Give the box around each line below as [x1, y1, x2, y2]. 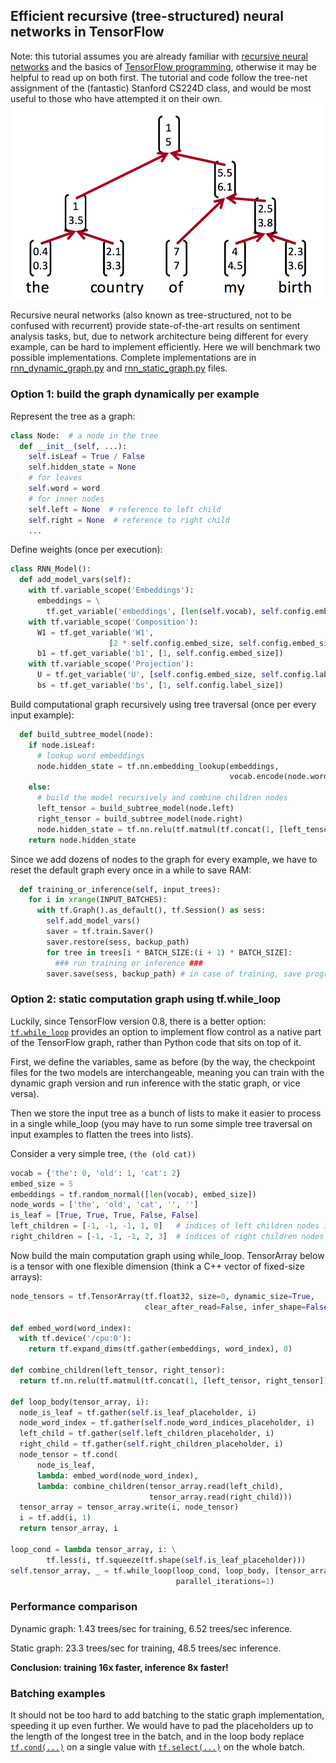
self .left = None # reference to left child [28, 504, 222, 514]
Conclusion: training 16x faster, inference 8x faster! [10, 1661, 229, 1673]
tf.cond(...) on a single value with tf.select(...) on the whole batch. [10, 1740, 306, 1753]
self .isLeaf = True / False [28, 452, 145, 462]
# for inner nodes [28, 494, 105, 504]
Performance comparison [10, 1600, 138, 1614]
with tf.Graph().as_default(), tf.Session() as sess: [36, 905, 267, 916]
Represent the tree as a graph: [10, 410, 136, 422]
